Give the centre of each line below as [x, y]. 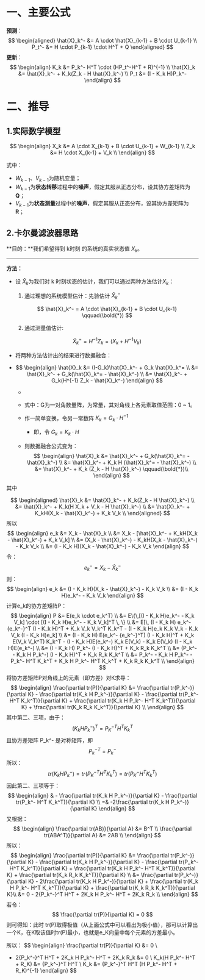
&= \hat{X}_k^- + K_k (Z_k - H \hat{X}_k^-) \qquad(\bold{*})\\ [112, 469]
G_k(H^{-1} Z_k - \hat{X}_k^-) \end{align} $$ [107, 380]
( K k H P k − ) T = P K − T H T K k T [103, 729]
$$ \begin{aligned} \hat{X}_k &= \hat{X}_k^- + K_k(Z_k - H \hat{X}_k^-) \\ [103, 500]
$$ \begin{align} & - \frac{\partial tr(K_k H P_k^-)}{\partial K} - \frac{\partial [103, 795]
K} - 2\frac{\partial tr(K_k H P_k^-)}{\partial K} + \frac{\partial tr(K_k [113, 881]
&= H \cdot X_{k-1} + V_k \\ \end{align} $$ [103, 152]
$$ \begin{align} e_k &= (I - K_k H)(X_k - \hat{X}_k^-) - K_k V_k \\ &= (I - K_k [103, 589]
